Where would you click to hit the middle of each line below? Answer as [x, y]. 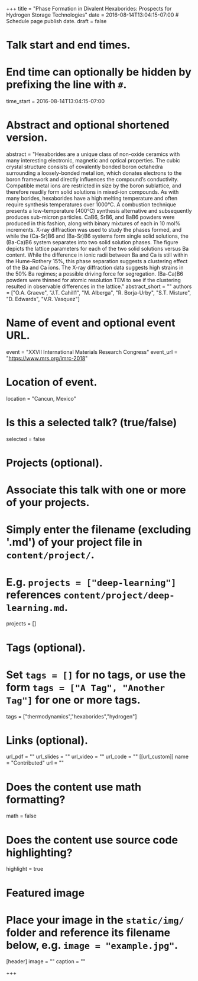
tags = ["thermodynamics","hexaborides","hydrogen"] [72, 716]
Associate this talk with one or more [96, 490]
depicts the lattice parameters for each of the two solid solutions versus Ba [98, 249]
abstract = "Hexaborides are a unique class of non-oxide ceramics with [93, 154]
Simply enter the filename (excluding [99, 530]
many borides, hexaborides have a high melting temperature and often [92, 199]
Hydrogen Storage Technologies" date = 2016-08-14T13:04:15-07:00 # [92, 15]
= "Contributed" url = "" [35, 763]
